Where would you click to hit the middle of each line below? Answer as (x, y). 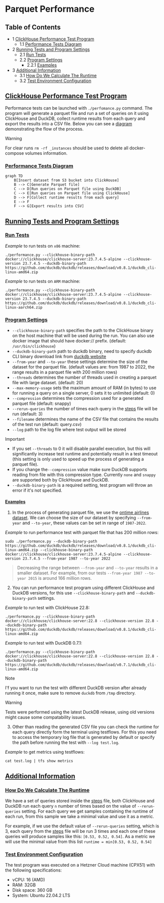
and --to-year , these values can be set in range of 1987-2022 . (84, 523)
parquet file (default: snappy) (42, 403)
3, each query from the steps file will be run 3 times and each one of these (80, 831)
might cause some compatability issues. (46, 717)
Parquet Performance (50, 9)
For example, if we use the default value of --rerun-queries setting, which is (82, 826)
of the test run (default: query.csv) (47, 424)
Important (15, 439)
